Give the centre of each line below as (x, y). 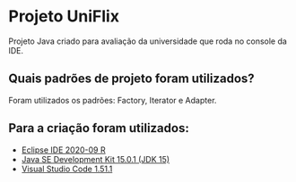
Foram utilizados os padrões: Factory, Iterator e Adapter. (113, 100)
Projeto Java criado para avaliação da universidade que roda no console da (148, 41)
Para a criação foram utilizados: (99, 128)
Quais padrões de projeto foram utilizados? (131, 79)
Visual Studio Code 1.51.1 (67, 169)
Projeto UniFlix (64, 17)
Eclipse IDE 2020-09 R (63, 150)
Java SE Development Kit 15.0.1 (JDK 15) (96, 159)
